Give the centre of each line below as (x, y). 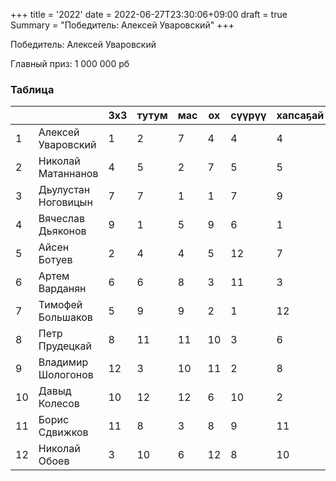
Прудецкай (65, 346)
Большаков (65, 317)
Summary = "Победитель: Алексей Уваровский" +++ (122, 25)
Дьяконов (62, 231)
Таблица (32, 89)
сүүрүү (248, 116)
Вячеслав (62, 219)
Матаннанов (68, 174)
